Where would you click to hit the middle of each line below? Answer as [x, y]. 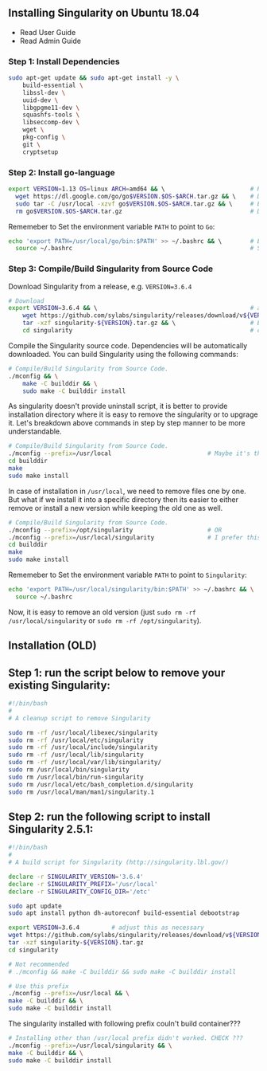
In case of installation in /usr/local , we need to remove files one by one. [127, 491]
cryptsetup [41, 152]
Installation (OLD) [52, 646]
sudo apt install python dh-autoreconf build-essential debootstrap [124, 913]
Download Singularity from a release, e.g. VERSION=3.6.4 [100, 286]
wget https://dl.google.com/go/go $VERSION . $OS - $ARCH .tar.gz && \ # [135, 196]
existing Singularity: [60, 685]
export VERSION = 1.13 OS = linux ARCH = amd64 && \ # [131, 189]
